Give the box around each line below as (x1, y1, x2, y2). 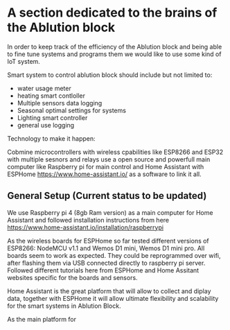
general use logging (17, 121, 75, 129)
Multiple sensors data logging (17, 98, 103, 107)
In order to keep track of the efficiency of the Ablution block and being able (7, 42, 222, 51)
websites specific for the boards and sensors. (7, 273, 138, 281)
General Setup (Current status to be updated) (7, 190, 207, 202)
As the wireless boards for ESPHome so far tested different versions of (7, 236, 209, 245)
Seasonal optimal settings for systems (17, 106, 127, 114)
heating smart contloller (17, 92, 85, 100)
